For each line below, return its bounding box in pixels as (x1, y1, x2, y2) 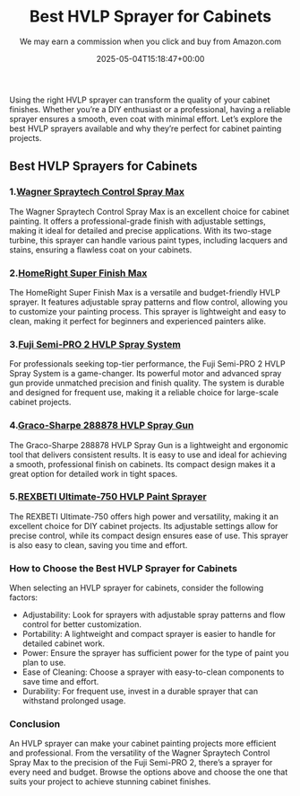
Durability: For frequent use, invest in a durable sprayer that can (21, 685, 258, 697)
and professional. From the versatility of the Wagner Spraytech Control (9, 747, 270, 758)
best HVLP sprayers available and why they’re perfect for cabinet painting (9, 123, 282, 134)
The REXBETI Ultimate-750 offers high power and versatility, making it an (9, 510, 279, 522)
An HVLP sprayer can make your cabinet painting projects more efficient (9, 739, 277, 749)
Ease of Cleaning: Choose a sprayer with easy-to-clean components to (21, 667, 285, 677)
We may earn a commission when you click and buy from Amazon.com (19, 36, 282, 47)
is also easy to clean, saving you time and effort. (9, 539, 188, 550)
